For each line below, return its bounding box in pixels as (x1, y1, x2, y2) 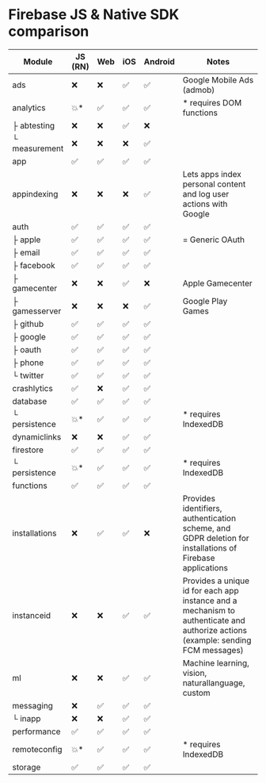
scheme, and (182, 522, 231, 533)
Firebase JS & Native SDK (8, 6, 180, 24)
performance (12, 726, 61, 737)
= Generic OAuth (182, 234, 245, 245)
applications (182, 562, 228, 573)
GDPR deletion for (182, 532, 249, 543)
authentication (182, 512, 236, 524)
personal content (182, 178, 246, 190)
